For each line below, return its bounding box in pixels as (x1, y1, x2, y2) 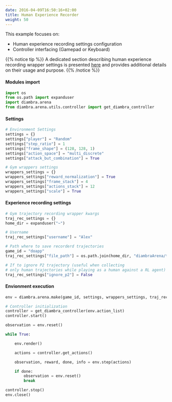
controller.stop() (5, 388, 45, 393)
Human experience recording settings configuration (12, 41, 122, 47)
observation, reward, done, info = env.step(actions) (14, 359, 132, 365)
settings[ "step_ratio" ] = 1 (5, 141, 66, 146)
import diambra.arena (5, 100, 52, 105)
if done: (14, 369, 33, 374)
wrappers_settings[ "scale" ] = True (5, 188, 81, 194)
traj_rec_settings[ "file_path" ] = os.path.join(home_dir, (5, 253, 132, 259)
